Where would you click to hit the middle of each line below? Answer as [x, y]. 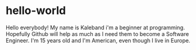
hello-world [36, 11]
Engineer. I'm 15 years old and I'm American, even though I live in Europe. [98, 40]
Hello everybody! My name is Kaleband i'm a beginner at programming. [96, 27]
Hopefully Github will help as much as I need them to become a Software [97, 34]
